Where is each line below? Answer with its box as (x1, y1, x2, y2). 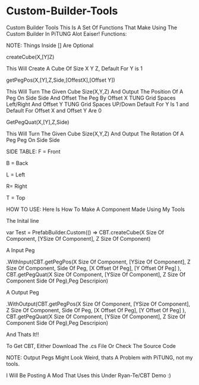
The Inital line (6, 217, 39, 224)
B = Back (6, 159, 29, 166)
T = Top (6, 194, 26, 201)
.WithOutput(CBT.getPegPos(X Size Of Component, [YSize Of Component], (6, 300, 191, 308)
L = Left (6, 171, 26, 178)
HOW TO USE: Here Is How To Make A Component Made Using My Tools (6, 206, 185, 213)
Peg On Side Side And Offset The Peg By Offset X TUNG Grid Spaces (6, 94, 176, 101)
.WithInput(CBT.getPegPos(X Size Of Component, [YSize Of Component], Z (6, 258, 191, 265)
